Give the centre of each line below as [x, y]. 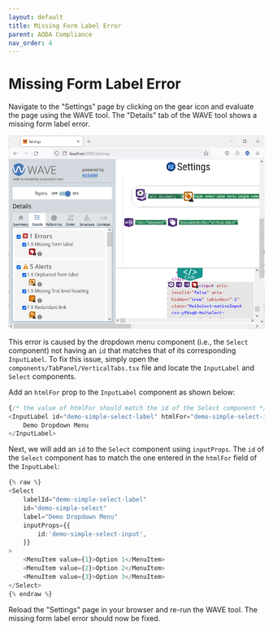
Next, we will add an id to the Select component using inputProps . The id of [136, 449]
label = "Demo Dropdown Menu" [70, 516]
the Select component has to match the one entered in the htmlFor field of [133, 458]
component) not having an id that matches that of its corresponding [122, 350]
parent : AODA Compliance [50, 34]
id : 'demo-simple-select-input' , [93, 534]
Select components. [43, 376]
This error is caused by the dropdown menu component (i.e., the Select [128, 342]
